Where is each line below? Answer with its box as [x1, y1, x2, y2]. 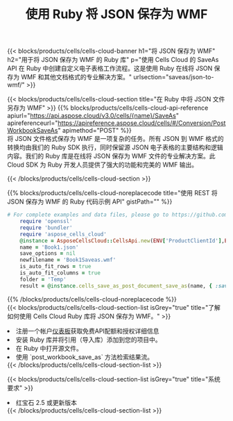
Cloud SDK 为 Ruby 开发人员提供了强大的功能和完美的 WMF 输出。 [7, 160, 198, 169]
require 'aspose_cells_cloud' [19, 231, 107, 238]
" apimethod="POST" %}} [58, 126, 132, 135]
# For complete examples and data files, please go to [7, 211, 169, 219]
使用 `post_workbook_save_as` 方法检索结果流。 [16, 352, 154, 361]
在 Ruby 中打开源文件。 [16, 344, 83, 352]
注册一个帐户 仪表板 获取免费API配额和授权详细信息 [16, 327, 159, 335]
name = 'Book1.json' [19, 244, 79, 251]
